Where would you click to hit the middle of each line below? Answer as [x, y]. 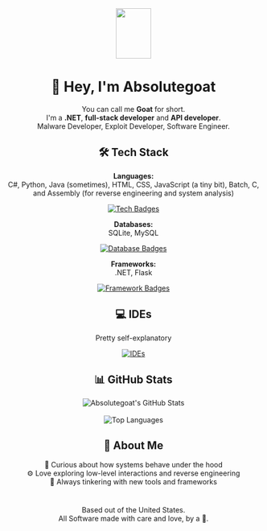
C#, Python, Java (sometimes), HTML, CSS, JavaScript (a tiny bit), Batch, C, [133, 184]
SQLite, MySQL [133, 233]
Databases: [133, 224]
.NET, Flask [133, 272]
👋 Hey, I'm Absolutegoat [133, 87]
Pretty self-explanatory [133, 338]
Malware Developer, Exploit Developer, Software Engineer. [133, 126]
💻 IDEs [133, 314]
